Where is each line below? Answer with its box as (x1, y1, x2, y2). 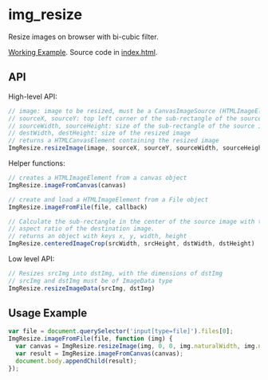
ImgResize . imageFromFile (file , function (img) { (8, 335, 173, 343)
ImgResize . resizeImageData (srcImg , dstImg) (8, 284, 156, 292)
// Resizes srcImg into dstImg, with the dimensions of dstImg (8, 269, 223, 277)
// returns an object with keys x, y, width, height (8, 233, 187, 241)
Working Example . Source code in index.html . (8, 47, 158, 57)
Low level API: (8, 254, 55, 264)
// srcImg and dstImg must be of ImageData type (8, 276, 173, 284)
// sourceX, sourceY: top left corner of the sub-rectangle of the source (8, 114, 262, 123)
